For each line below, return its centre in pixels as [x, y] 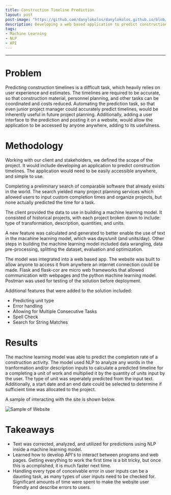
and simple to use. [25, 176]
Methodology [34, 146]
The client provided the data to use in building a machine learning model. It [84, 212]
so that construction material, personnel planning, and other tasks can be [82, 98]
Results [22, 343]
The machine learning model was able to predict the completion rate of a [81, 357]
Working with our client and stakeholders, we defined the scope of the [79, 160]
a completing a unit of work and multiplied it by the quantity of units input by [85, 373]
